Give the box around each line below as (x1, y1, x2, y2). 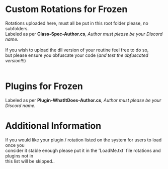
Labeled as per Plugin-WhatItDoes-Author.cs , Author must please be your (5, 97, 161, 103)
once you (5, 142, 25, 148)
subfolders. (5, 25, 29, 31)
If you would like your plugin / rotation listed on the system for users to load (5, 137, 162, 143)
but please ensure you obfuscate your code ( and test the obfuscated (5, 52, 148, 58)
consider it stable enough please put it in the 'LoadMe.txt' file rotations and (5, 147, 161, 153)
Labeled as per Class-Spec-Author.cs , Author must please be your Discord (5, 31, 162, 37)
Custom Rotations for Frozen (5, 4, 128, 15)
